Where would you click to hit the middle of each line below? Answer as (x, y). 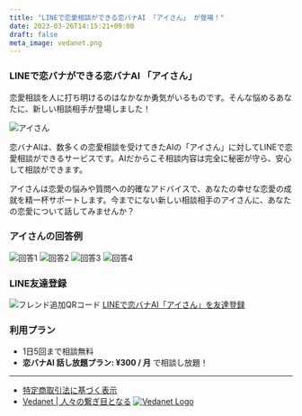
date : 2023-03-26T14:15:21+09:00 (72, 26)
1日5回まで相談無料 (58, 351)
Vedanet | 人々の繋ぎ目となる (77, 402)
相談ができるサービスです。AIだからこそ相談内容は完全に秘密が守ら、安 (150, 158)
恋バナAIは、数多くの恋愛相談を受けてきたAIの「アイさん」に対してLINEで (147, 147)
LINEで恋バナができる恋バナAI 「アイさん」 (103, 76)
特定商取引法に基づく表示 (70, 390)
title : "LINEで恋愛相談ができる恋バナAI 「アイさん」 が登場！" (117, 18)
